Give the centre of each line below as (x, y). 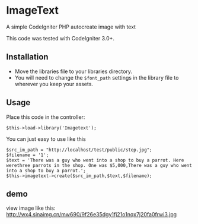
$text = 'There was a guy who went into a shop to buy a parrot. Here (95, 160)
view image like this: (31, 208)
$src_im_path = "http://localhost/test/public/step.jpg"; (79, 150)
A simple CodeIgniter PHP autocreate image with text (71, 27)
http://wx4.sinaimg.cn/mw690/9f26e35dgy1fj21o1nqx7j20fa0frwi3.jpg (91, 214)
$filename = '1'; (28, 155)
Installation (27, 57)
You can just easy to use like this (46, 139)
